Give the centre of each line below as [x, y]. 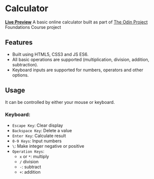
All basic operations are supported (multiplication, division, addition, [81, 60]
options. [20, 75]
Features [19, 43]
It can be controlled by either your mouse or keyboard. [60, 102]
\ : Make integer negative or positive [48, 146]
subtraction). [25, 64]
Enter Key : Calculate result [39, 136]
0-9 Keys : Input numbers [37, 141]
